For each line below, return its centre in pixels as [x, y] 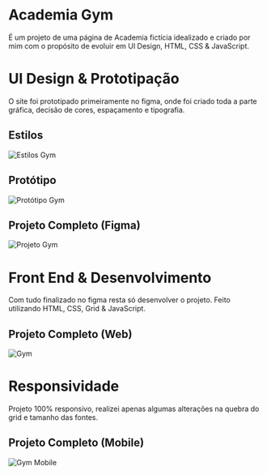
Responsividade [64, 386]
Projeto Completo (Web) [70, 334]
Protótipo [32, 180]
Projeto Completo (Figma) [74, 225]
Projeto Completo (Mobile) [76, 443]
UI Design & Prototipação [94, 79]
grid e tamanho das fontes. [53, 417]
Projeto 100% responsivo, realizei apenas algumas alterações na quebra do [134, 409]
